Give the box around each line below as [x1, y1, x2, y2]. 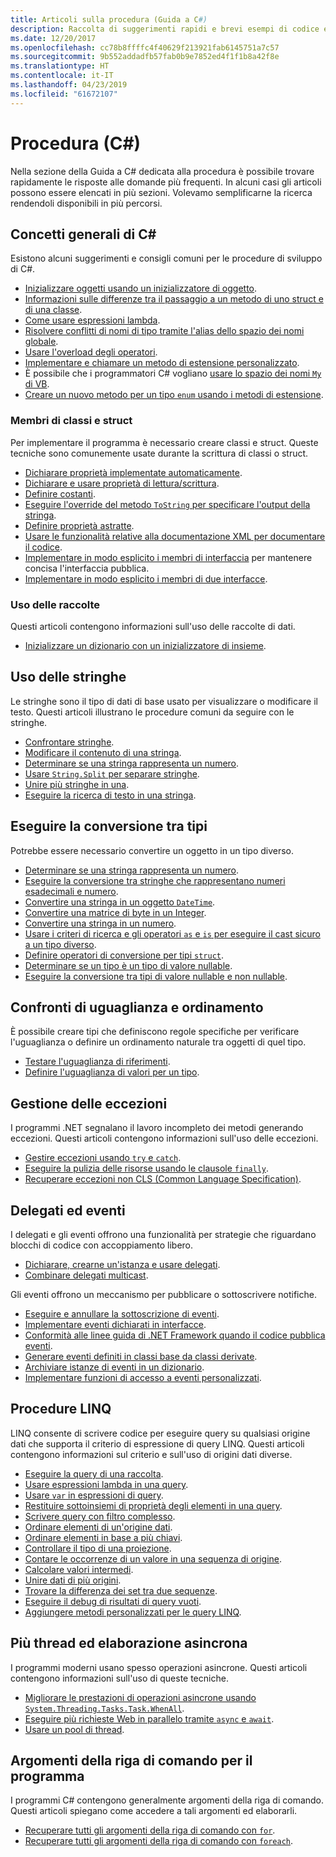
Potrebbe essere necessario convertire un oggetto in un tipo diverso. [10, 844, 295, 856]
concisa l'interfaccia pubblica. [24, 562, 150, 574]
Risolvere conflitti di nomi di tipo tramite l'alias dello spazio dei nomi [24, 325, 305, 337]
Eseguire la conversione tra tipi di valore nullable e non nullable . [24, 970, 288, 982]
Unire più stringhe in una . [24, 778, 130, 790]
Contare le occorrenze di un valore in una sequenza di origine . [24, 1552, 283, 1565]
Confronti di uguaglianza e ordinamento [10, 999, 264, 1016]
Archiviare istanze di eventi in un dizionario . [24, 1361, 205, 1373]
